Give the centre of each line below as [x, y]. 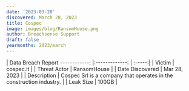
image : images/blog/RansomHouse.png [52, 29]
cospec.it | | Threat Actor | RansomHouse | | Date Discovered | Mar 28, [95, 69]
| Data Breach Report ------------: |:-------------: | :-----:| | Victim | [90, 62]
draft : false [23, 40]
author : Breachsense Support [43, 34]
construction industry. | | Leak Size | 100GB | [62, 81]
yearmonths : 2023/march [36, 46]
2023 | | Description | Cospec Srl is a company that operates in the [90, 75]
